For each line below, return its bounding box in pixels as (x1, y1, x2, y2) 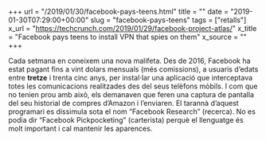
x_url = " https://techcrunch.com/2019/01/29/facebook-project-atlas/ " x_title (8, 24, 257, 33)
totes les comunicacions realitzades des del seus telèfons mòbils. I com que (8, 81, 258, 91)
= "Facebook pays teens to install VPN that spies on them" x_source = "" (8, 32, 247, 41)
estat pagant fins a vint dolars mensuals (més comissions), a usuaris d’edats (8, 65, 259, 74)
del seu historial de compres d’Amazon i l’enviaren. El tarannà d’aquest (8, 99, 239, 108)
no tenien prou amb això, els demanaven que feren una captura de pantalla (8, 90, 255, 99)
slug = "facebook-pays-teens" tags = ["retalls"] (90, 15, 247, 25)
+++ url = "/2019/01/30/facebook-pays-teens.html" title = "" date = (8, 7, 229, 16)
